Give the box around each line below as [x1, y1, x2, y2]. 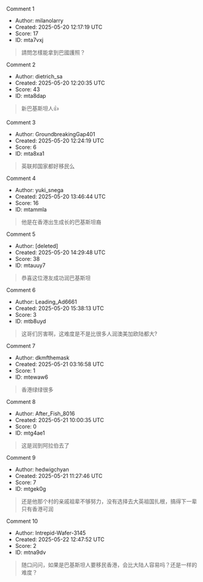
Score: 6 [15, 144, 37, 151]
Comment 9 [6, 454, 36, 461]
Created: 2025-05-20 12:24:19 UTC [15, 137, 105, 144]
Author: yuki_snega [15, 187, 64, 193]
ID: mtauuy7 [15, 262, 46, 269]
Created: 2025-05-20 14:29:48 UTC [15, 249, 106, 256]
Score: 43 [15, 86, 41, 93]
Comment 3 [6, 119, 36, 126]
